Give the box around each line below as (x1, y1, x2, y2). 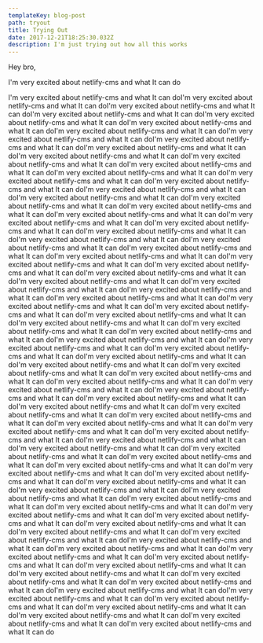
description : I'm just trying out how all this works (8, 41, 188, 49)
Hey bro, (8, 62, 37, 72)
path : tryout (8, 19, 51, 27)
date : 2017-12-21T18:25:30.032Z (8, 33, 114, 42)
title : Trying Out (8, 26, 68, 34)
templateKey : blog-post (8, 11, 86, 20)
